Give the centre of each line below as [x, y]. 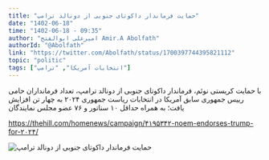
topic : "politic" [37, 61]
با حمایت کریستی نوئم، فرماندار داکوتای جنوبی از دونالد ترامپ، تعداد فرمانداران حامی [135, 90]
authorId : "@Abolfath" [46, 46]
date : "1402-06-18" [41, 23]
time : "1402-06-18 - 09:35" [55, 30]
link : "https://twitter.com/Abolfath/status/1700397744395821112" [122, 53]
